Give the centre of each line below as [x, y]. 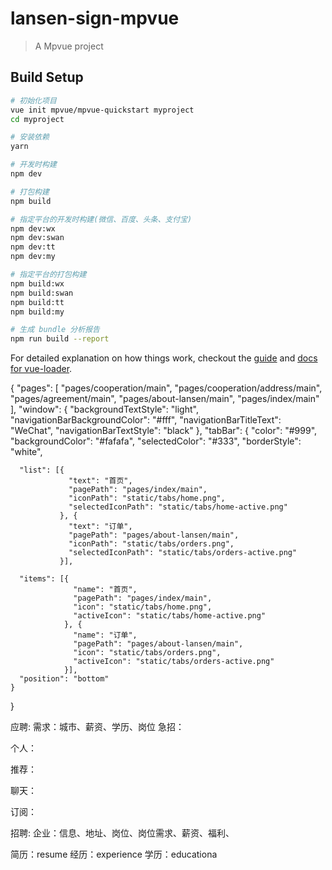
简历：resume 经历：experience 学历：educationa [114, 854]
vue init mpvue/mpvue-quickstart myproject [102, 110]
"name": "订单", [105, 635]
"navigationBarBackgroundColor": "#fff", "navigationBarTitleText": [146, 420]
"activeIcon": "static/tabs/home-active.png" [170, 616]
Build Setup [47, 77]
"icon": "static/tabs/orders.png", [147, 653]
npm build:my [37, 312]
